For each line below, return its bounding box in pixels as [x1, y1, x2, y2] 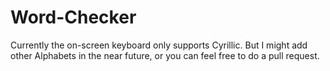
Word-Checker [10, 6, 137, 29]
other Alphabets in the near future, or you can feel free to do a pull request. [10, 49, 320, 61]
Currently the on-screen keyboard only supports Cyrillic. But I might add [10, 39, 308, 51]
